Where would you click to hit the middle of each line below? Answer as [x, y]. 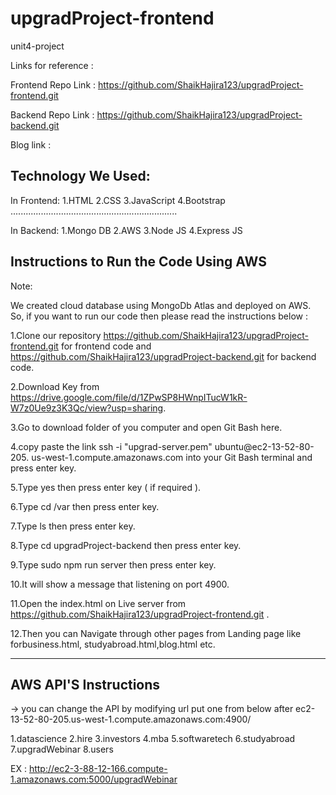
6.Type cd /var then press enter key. [85, 506]
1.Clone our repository [56, 335]
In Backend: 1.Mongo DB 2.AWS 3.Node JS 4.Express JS [126, 230]
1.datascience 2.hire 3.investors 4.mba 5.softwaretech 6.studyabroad [153, 739]
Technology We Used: [80, 176]
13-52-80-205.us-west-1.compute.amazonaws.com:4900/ [131, 719]
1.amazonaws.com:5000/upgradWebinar [94, 779]
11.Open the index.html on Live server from [98, 603]
